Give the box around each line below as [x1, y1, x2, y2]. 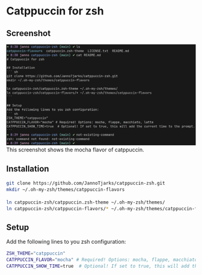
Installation [6, 163, 49, 174]
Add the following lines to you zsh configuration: [6, 238, 126, 246]
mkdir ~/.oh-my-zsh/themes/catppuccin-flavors [6, 186, 125, 193]
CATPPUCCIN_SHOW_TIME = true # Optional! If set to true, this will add [6, 263, 189, 269]
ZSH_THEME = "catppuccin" [6, 250, 66, 256]
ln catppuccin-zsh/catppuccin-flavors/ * [6, 205, 109, 211]
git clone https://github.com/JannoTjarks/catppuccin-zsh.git [6, 180, 165, 187]
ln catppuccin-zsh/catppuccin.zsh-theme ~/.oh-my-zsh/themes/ [6, 199, 165, 205]
